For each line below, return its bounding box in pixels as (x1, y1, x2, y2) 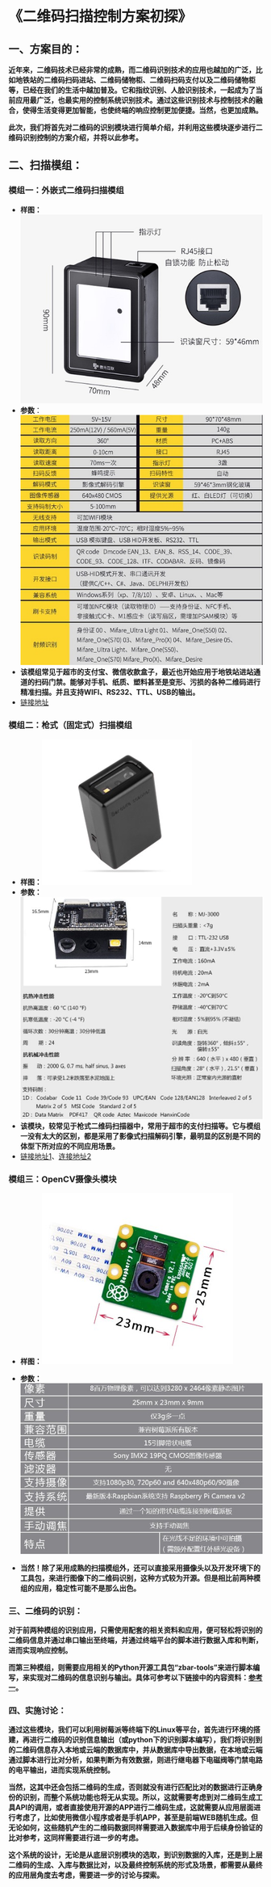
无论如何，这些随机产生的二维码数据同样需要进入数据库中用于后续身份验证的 (8, 1823, 263, 1833)
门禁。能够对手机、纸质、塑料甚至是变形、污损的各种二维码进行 (48, 677, 261, 687)
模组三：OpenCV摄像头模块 (8, 1173, 117, 1185)
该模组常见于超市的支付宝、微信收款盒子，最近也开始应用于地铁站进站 (19, 668, 254, 677)
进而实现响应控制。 (8, 1645, 73, 1655)
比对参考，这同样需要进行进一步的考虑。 (8, 1833, 143, 1843)
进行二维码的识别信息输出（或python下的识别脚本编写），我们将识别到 (29, 1735, 263, 1745)
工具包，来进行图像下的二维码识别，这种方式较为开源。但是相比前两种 (19, 1573, 254, 1582)
